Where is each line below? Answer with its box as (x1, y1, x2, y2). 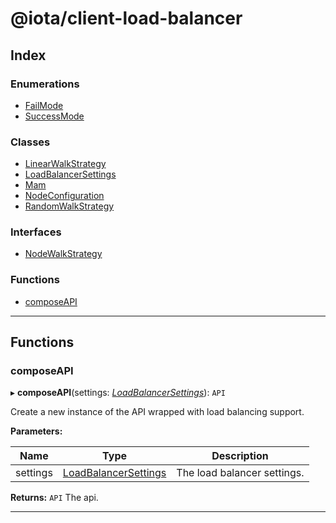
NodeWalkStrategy (24, 248, 103, 260)
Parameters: (10, 425, 63, 437)
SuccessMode (24, 110, 85, 122)
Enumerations (10, 77, 80, 91)
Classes (10, 135, 51, 149)
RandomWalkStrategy (24, 200, 115, 212)
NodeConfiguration (24, 190, 105, 202)
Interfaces (10, 225, 62, 239)
